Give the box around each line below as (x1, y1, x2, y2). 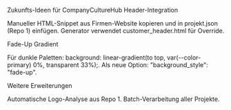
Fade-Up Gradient (7, 40, 59, 48)
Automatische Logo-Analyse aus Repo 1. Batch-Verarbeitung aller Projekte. (7, 95, 220, 103)
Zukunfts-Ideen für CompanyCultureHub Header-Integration (7, 6, 179, 14)
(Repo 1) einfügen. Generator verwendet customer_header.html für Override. (7, 27, 225, 35)
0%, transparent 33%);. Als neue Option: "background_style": (32, 61, 208, 68)
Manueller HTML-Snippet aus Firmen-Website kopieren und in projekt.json (7, 19, 219, 27)
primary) (7, 61, 32, 68)
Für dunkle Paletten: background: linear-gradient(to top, (7, 53, 165, 62)
